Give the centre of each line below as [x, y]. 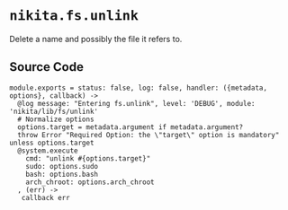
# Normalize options [56, 119]
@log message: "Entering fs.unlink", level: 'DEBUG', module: [136, 103]
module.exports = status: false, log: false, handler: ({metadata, [139, 88]
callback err [45, 197]
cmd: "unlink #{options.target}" [88, 158]
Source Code [46, 67]
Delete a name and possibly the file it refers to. [96, 39]
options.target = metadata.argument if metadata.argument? [130, 127]
